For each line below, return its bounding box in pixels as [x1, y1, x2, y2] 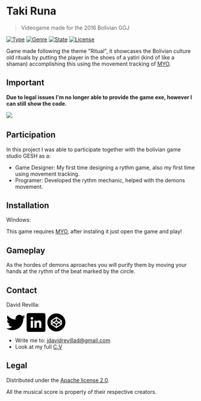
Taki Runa [6, 4, 57, 18]
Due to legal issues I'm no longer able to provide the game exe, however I [6, 93, 193, 100]
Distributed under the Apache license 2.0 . [6, 376, 110, 384]
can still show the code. [6, 100, 67, 107]
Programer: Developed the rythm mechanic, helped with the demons [14, 176, 185, 184]
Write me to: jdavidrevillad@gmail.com [14, 337, 111, 344]
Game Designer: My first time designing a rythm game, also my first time [14, 164, 196, 171]
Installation [6, 200, 49, 210]
